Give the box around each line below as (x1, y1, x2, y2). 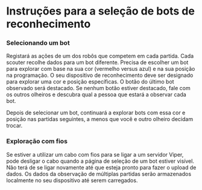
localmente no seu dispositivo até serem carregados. (6, 177, 138, 184)
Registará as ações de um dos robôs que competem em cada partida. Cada (6, 53, 194, 60)
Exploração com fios (6, 137, 68, 146)
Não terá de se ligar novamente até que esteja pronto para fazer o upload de (6, 163, 197, 171)
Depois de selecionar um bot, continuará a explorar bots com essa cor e (6, 109, 186, 116)
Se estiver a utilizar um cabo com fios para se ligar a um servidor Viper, (6, 151, 184, 158)
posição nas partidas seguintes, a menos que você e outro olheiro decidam (6, 116, 194, 123)
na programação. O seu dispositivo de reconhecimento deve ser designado (6, 71, 194, 79)
